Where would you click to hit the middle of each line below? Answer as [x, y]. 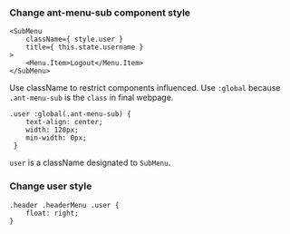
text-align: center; [64, 122]
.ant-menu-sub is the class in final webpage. [92, 98]
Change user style [51, 186]
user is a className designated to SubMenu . [90, 163]
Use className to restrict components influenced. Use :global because [145, 88]
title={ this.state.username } [85, 47]
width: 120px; [52, 130]
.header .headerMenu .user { [64, 205]
